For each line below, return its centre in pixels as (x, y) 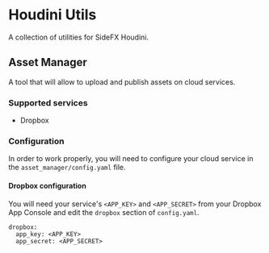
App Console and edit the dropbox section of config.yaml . (104, 212)
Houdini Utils (53, 15)
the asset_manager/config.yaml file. (67, 168)
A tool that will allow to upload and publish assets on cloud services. (122, 81)
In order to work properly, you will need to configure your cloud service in (131, 159)
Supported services (48, 102)
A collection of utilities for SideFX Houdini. (79, 37)
